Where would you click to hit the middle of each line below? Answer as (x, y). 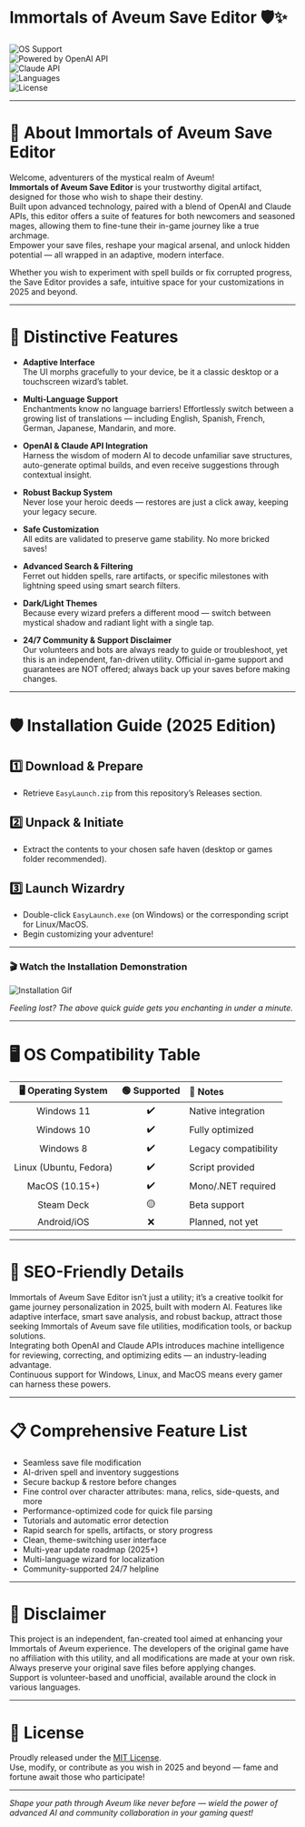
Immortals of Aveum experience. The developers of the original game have (149, 1649)
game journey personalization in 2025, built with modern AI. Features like (146, 1307)
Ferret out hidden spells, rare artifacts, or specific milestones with (146, 576)
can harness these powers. (60, 1384)
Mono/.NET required (233, 1186)
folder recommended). (64, 858)
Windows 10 (63, 1130)
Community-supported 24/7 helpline (91, 1569)
